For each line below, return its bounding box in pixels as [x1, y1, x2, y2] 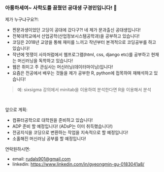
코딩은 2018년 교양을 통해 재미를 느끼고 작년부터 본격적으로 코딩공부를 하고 [12, 39, 157, 45]
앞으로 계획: [5, 107, 28, 113]
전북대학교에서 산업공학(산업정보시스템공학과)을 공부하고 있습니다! [12, 33, 140, 39]
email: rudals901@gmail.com [12, 156, 71, 162]
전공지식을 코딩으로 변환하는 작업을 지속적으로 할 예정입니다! [12, 130, 129, 136]
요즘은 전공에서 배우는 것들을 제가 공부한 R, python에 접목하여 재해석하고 [12, 70, 153, 76]
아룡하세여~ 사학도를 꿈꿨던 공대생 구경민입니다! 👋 [5, 4, 117, 11]
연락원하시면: [5, 146, 31, 152]
